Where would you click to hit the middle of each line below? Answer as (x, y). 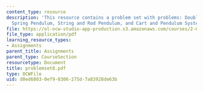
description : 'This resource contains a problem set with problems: (94, 18)
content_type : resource (36, 12)
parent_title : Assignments (40, 51)
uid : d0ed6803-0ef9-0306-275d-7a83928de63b (62, 79)
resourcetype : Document (36, 62)
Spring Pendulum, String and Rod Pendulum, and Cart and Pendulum (97, 23)
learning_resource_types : (39, 40)
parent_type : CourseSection (42, 57)
